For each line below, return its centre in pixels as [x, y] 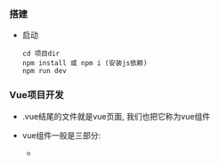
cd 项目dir [41, 54]
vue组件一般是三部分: [61, 135]
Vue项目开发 [36, 95]
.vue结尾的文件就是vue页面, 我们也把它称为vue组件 [116, 116]
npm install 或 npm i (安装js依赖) [85, 63]
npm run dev [44, 71]
